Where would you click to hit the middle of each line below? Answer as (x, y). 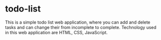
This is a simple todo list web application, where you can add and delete (78, 22)
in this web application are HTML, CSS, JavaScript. (56, 32)
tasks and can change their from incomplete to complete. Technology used (81, 27)
